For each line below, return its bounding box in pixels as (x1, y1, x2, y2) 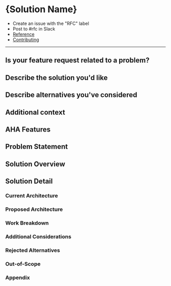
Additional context (5, 108, 65, 116)
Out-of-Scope (5, 260, 41, 267)
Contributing (12, 37, 39, 43)
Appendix (5, 274, 31, 281)
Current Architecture (5, 192, 59, 199)
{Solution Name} (5, 4, 77, 15)
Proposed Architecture (5, 206, 63, 213)
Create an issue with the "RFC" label (12, 20, 89, 26)
